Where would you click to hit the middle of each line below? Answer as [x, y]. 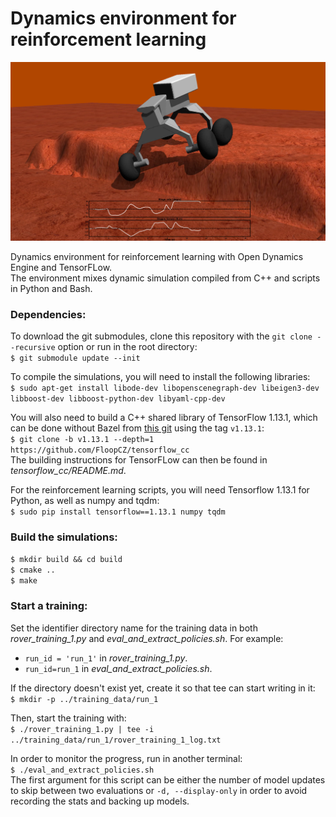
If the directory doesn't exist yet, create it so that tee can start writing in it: [163, 688]
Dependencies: [48, 314]
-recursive [33, 348]
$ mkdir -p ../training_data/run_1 [84, 699]
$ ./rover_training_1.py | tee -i [82, 729]
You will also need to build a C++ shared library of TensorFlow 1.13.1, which [164, 418]
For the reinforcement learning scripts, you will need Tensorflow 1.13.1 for [160, 490]
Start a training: [49, 606]
